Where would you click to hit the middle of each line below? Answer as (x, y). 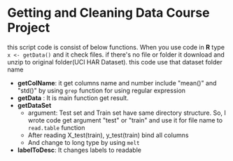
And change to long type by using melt (84, 142)
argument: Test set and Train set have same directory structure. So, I (127, 113)
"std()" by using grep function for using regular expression (101, 90)
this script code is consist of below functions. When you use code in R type (116, 47)
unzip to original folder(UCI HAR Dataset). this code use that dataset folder (115, 62)
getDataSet (34, 105)
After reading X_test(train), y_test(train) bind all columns (108, 135)
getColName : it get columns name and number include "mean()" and (117, 83)
